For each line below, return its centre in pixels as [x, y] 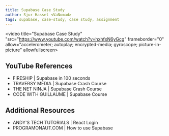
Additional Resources [40, 110]
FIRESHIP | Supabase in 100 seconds [51, 78]
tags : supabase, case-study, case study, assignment [62, 19]
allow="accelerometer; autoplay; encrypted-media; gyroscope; [72, 45]
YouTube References [39, 66]
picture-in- [150, 45]
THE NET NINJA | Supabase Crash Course [57, 89]
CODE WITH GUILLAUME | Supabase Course [60, 94]
